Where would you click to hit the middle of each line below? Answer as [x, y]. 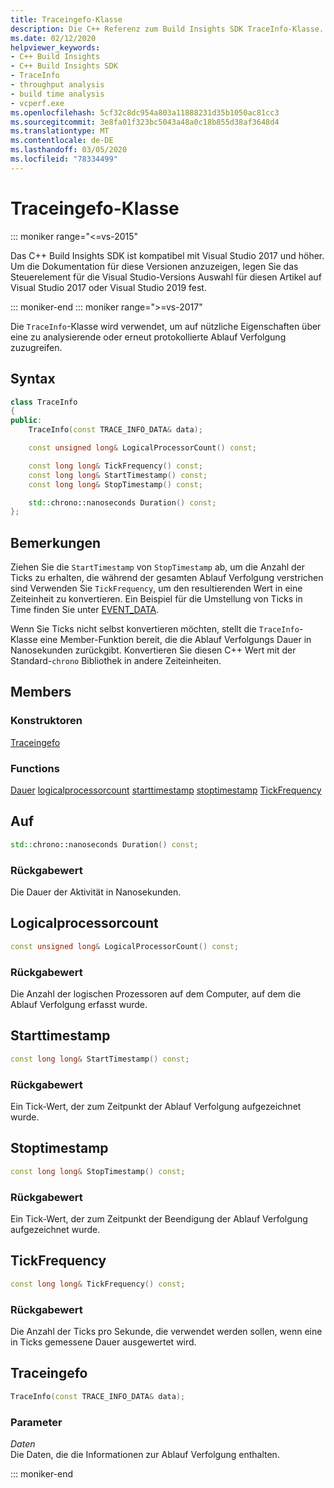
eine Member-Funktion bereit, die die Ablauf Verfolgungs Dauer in [175, 640]
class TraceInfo [44, 402]
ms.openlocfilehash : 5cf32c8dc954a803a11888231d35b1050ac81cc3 [145, 112]
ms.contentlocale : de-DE [62, 141]
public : [26, 421]
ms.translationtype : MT [60, 131]
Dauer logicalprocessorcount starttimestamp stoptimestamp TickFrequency [166, 790]
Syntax [33, 379]
